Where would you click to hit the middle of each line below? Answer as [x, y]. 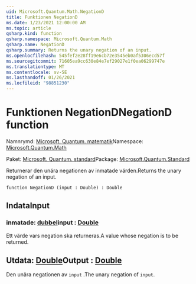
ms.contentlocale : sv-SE [37, 72]
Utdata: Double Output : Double [64, 261]
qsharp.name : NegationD [35, 45]
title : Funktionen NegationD [42, 17]
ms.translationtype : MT [35, 67]
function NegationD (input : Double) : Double [64, 188]
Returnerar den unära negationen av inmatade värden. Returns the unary [94, 170]
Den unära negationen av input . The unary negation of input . [81, 275]
